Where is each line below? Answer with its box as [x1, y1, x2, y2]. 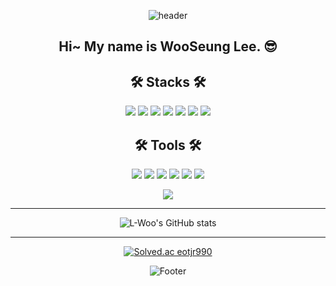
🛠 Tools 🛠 [134, 136, 202, 154]
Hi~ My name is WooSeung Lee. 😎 [58, 38, 278, 55]
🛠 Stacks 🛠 [129, 73, 207, 90]
